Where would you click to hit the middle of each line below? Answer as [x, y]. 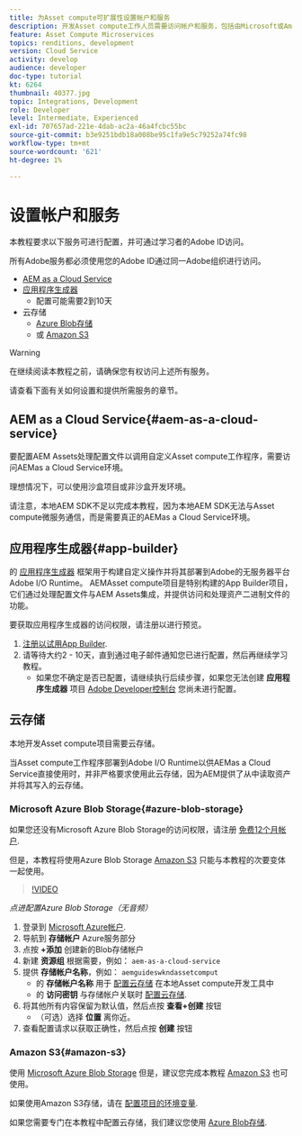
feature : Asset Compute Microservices [82, 34]
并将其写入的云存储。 [49, 785]
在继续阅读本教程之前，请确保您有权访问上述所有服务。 [111, 371]
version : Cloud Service [54, 51]
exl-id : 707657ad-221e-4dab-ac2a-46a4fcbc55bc [98, 127]
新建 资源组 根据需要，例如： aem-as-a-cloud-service [121, 961]
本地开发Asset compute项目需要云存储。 [84, 743]
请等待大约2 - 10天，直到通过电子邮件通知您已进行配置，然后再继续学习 [155, 655]
